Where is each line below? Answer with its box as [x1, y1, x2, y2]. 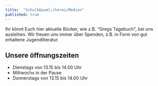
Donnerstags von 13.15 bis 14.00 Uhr [12, 75, 88, 81]
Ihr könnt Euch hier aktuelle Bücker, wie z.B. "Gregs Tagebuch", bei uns [5, 26, 153, 32]
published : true [5, 12, 39, 17]
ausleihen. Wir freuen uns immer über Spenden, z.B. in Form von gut [5, 31, 147, 37]
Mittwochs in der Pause [12, 70, 62, 76]
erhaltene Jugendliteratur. [5, 36, 59, 43]
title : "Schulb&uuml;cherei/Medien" [5, 7, 85, 13]
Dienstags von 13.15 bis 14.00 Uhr [12, 64, 82, 70]
